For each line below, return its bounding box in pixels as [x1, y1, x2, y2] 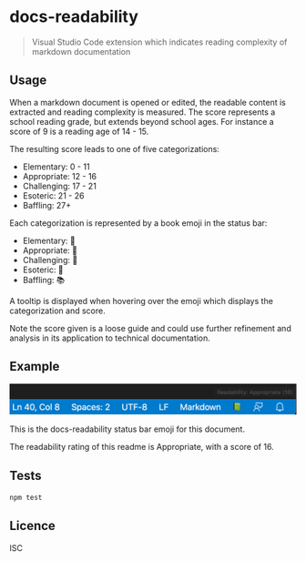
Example [9, 359, 60, 374]
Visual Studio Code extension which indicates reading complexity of [31, 36, 288, 47]
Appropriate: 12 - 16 [22, 170, 97, 181]
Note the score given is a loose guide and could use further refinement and [9, 322, 291, 333]
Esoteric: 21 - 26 [22, 189, 85, 201]
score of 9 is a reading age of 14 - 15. [9, 126, 149, 137]
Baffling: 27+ [22, 199, 71, 210]
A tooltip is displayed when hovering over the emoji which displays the [9, 295, 273, 306]
